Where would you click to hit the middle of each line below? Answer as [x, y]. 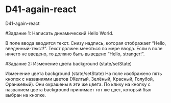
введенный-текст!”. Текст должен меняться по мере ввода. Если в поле [84, 48]
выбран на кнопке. [26, 95]
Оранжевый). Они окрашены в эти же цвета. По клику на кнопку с [78, 84]
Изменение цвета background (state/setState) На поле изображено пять [84, 73]
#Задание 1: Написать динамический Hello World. [59, 33]
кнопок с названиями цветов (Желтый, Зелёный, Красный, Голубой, [80, 79]
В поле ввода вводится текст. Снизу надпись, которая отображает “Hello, [86, 43]
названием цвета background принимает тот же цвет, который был [78, 89]
